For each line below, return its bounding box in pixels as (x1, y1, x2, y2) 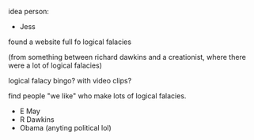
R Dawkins (19, 115, 55, 124)
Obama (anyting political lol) (19, 123, 112, 132)
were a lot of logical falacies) (8, 61, 103, 70)
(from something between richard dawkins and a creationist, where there (8, 53, 247, 61)
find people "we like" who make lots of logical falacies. (8, 91, 187, 101)
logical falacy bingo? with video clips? (8, 76, 132, 85)
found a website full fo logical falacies (8, 37, 132, 46)
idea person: (8, 7, 50, 16)
